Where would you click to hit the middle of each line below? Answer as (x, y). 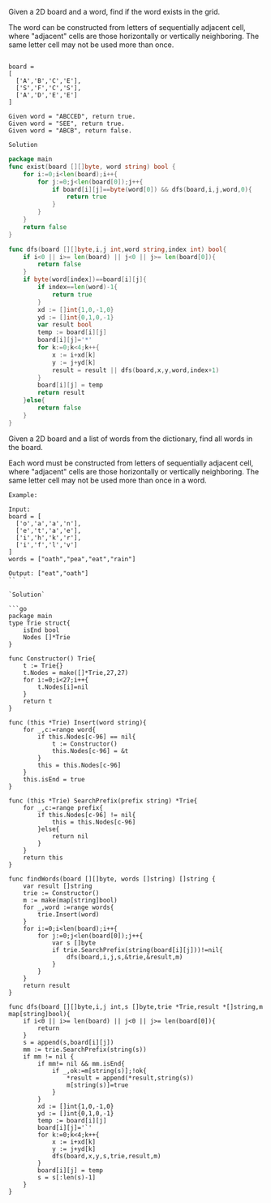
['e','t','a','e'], (49, 530)
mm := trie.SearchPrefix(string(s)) (85, 1049)
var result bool (65, 325)
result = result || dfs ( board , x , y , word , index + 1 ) (135, 370)
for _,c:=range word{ (59, 729)
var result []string (58, 886)
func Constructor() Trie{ (52, 658)
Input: (19, 509)
